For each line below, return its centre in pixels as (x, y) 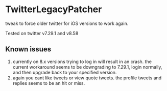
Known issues (28, 49)
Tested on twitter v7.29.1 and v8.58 (42, 33)
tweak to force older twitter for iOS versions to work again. (67, 23)
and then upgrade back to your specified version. (65, 72)
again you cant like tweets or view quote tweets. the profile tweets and (87, 78)
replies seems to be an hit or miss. (49, 83)
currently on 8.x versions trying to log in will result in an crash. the (82, 62)
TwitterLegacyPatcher (54, 9)
